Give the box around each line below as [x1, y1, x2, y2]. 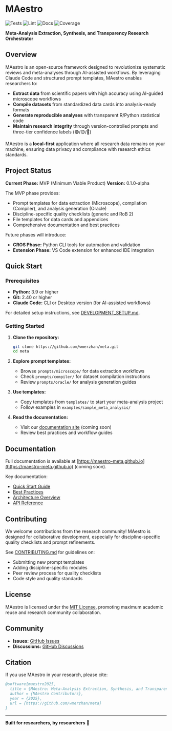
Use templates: [12, 389, 46, 395]
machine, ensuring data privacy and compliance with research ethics [5, 146, 151, 152]
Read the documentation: [12, 414, 68, 421]
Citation [5, 658, 32, 667]
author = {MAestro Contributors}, [10, 691, 83, 697]
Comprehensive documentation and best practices [12, 222, 120, 228]
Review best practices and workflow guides [20, 429, 113, 436]
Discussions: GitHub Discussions [12, 643, 84, 649]
